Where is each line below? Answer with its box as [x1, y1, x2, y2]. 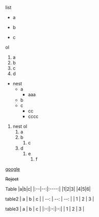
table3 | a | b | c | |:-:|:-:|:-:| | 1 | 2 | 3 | [5, 206, 85, 212]
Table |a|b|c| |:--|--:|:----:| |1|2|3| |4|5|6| [5, 186, 91, 192]
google [5, 166, 20, 172]
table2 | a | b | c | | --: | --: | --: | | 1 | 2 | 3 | [5, 196, 94, 202]
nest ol [12, 123, 27, 129]
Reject [5, 176, 19, 182]
